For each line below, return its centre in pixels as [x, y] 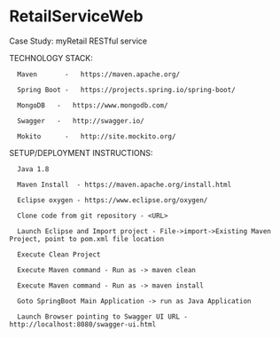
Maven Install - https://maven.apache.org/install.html [124, 185]
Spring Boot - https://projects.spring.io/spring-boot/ [127, 90]
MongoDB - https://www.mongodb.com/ [93, 105]
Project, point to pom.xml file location [87, 239]
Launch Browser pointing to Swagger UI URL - [103, 317]
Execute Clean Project [59, 255]
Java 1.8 [33, 169]
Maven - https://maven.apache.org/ [98, 74]
